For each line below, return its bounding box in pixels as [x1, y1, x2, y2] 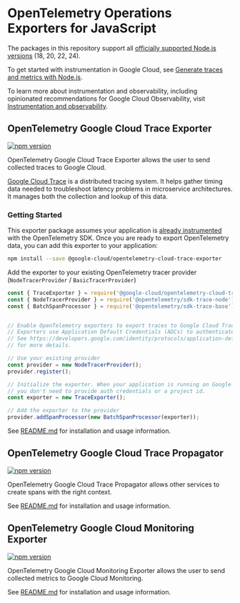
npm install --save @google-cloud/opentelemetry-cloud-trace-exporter [7, 255, 222, 262]
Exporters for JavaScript [7, 20, 156, 36]
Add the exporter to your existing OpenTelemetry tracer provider [7, 268, 197, 276]
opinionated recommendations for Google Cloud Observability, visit [7, 94, 206, 103]
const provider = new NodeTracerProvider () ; [7, 361, 142, 369]
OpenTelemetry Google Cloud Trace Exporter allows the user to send [7, 155, 211, 164]
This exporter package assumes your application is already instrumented [7, 226, 222, 235]
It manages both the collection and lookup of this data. [7, 191, 168, 201]
